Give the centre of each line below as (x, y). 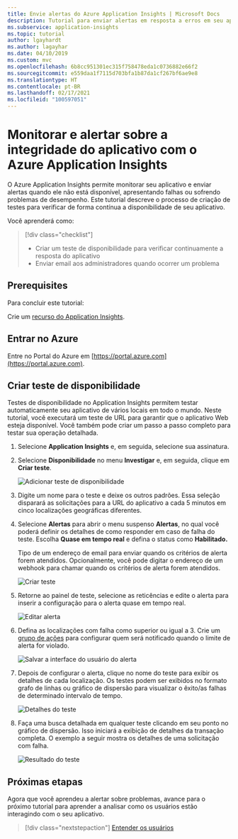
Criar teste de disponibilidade (74, 385)
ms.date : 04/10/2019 (38, 54)
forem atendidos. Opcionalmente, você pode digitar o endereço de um (120, 560)
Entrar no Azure (43, 339)
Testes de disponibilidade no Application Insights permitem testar (103, 403)
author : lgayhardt (34, 40)
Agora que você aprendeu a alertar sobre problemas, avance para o (106, 799)
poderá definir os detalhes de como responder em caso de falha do (116, 532)
